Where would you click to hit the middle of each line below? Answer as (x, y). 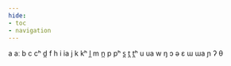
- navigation (30, 30)
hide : (17, 16)
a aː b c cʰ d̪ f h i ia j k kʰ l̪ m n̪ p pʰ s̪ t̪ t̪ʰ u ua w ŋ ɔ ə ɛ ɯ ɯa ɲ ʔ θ (116, 53)
